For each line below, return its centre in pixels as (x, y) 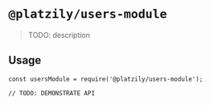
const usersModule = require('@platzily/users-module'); (106, 79)
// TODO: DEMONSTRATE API (51, 93)
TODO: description (59, 35)
